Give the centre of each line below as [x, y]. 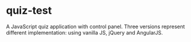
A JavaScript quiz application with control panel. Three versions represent [95, 26]
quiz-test [29, 11]
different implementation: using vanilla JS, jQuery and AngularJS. [84, 32]
